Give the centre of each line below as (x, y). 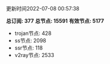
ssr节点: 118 (28, 48)
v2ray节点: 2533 (34, 55)
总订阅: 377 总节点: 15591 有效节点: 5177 (55, 21)
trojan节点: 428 (33, 33)
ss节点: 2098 (30, 40)
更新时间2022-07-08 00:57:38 (43, 8)
